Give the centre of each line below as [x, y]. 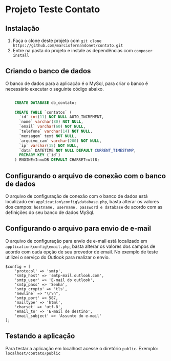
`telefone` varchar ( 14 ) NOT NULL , [56, 132]
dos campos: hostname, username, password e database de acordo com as [84, 207]
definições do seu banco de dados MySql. [50, 213]
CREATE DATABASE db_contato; [46, 103]
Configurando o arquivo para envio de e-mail [78, 229]
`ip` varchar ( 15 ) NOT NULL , [49, 145]
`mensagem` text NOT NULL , [48, 136]
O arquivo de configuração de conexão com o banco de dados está [77, 196]
